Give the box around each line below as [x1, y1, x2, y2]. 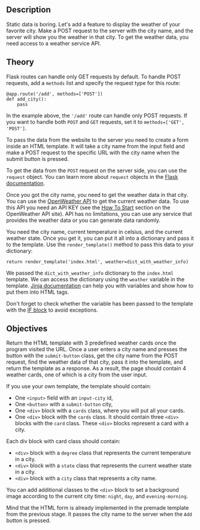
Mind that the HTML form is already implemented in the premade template [6, 504, 189, 511]
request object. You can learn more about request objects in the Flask [6, 173, 178, 180]
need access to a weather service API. [6, 39, 101, 47]
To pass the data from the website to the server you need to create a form [6, 136, 189, 143]
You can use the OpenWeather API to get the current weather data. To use [6, 197, 190, 205]
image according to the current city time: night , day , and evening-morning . [6, 493, 189, 500]
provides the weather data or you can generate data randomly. [6, 217, 160, 224]
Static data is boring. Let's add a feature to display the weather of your [6, 20, 181, 28]
